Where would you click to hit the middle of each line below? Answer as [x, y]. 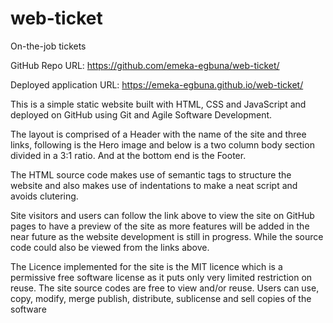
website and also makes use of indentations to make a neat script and [154, 185]
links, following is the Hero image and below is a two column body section [162, 144]
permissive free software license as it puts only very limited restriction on [161, 277]
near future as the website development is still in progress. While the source [167, 236]
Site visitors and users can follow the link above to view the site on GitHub [162, 215]
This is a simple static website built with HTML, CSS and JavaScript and [158, 104]
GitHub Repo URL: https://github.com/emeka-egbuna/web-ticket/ [145, 65]
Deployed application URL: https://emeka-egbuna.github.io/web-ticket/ [157, 84]
